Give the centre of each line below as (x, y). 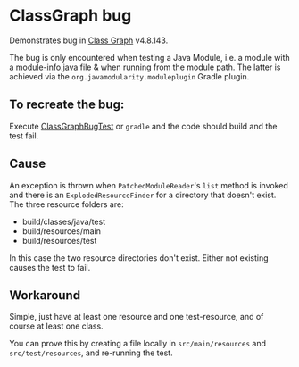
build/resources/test (59, 240)
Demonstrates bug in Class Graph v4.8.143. (89, 40)
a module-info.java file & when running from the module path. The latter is (145, 67)
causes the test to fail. (50, 267)
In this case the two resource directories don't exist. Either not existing (139, 258)
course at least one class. (57, 326)
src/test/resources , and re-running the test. (91, 353)
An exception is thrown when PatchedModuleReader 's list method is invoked (149, 185)
